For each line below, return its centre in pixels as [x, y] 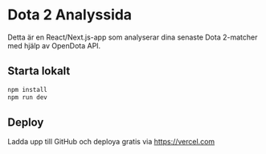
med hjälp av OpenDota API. [54, 45]
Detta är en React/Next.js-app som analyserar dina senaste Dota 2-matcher [133, 37]
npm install [27, 89]
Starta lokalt [39, 71]
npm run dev [27, 97]
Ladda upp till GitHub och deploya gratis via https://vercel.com [111, 142]
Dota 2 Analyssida [70, 15]
